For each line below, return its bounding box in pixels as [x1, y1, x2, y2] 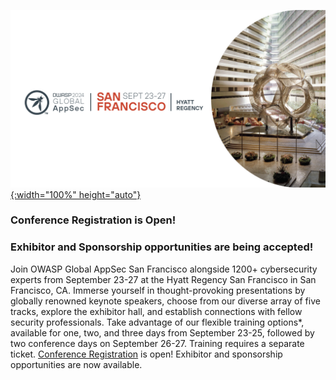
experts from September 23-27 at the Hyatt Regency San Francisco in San [10, 273, 317, 285]
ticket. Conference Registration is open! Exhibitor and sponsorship [10, 348, 283, 360]
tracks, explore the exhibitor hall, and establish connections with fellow [10, 305, 303, 317]
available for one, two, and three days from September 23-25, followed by [10, 326, 315, 339]
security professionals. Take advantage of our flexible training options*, [10, 316, 305, 328]
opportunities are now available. [10, 358, 143, 370]
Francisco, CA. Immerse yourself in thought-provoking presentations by [10, 284, 306, 296]
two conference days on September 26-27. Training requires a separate [10, 337, 305, 349]
